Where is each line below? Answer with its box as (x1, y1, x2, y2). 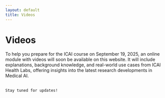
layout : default (5, 7, 40, 13)
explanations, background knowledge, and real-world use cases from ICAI (5, 62, 161, 68)
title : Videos (5, 12, 36, 17)
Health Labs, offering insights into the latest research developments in (5, 67, 153, 73)
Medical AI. (5, 72, 29, 79)
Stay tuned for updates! (5, 88, 58, 93)
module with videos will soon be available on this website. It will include (5, 57, 155, 63)
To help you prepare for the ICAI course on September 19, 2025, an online (5, 51, 160, 57)
